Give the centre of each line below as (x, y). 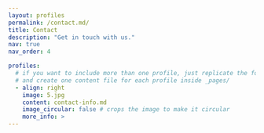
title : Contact (33, 30)
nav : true (24, 45)
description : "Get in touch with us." (71, 37)
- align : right (40, 88)
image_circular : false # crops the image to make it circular (126, 110)
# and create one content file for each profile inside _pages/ (123, 80)
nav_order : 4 (29, 52)
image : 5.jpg (44, 95)
